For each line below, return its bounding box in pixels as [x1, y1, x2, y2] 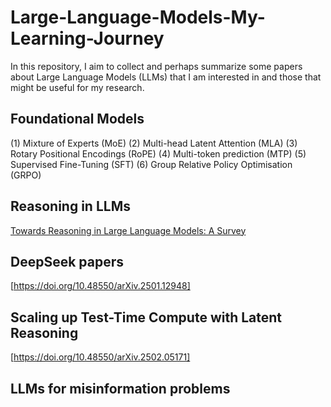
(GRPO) [10, 169, 42, 181]
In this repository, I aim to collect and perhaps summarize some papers [10, 60, 303, 72]
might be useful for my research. [10, 81, 145, 93]
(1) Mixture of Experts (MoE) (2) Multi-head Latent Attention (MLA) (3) [10, 137, 298, 149]
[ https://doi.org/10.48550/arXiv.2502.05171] [10, 351, 191, 363]
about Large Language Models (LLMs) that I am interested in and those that [10, 71, 322, 83]
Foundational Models [10, 111, 145, 128]
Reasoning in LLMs [10, 198, 131, 215]
